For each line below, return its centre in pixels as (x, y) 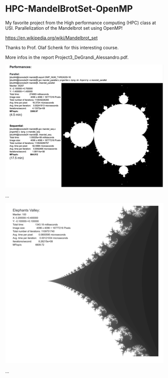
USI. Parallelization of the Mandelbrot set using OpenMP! (64, 28)
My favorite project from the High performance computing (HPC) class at (81, 23)
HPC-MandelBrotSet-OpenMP (69, 9)
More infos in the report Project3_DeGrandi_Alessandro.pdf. (67, 57)
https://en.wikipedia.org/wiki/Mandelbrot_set (51, 38)
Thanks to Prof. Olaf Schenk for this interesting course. (62, 47)
